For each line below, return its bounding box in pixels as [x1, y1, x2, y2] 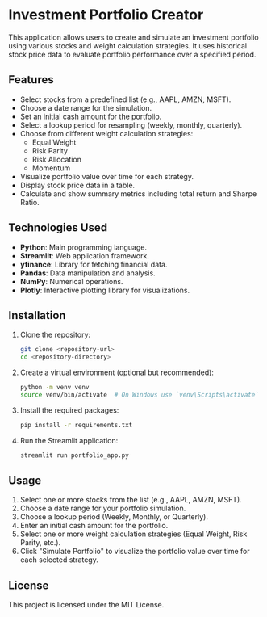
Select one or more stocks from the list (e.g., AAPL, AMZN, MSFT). [19, 495, 242, 505]
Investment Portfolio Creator [8, 6, 204, 24]
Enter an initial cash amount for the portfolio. [19, 521, 169, 531]
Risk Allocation [31, 154, 82, 164]
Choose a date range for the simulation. [19, 103, 152, 112]
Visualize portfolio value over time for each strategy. [19, 171, 194, 181]
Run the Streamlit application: [19, 435, 119, 445]
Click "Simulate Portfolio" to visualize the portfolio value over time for [19, 547, 250, 556]
